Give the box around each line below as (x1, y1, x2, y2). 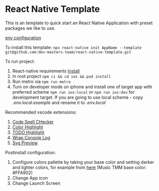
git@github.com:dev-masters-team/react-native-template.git (5, 50, 132, 55)
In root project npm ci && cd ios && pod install (12, 73, 111, 79)
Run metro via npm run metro (12, 78, 71, 84)
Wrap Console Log (12, 134, 50, 140)
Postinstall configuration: (5, 149, 56, 155)
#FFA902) (12, 170, 33, 176)
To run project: (5, 58, 36, 64)
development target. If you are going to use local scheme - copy (12, 94, 143, 100)
